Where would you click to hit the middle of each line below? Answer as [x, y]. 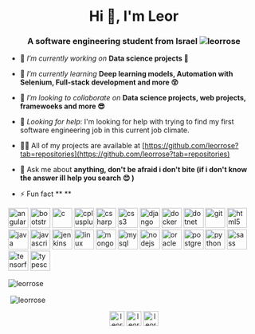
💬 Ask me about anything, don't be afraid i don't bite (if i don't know [133, 170]
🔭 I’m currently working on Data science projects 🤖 [104, 58]
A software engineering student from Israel [112, 41]
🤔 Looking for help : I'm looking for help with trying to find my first [127, 122]
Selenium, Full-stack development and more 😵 [99, 82]
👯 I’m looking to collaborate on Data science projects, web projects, [133, 98]
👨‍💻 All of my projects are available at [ [82, 146]
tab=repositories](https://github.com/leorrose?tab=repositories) [125, 154]
